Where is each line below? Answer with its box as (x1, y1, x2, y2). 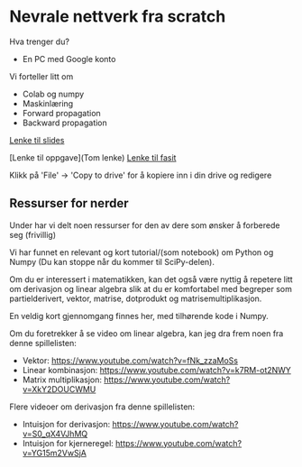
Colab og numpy (22, 88, 85, 99)
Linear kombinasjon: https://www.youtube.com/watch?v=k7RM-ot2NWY (22, 364, 291, 375)
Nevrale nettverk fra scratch (9, 6, 226, 27)
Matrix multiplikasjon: (22, 374, 102, 385)
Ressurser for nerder (9, 196, 129, 211)
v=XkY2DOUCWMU (22, 383, 96, 394)
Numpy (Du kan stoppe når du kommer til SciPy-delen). (9, 256, 215, 267)
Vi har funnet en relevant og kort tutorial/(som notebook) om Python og (9, 246, 274, 258)
